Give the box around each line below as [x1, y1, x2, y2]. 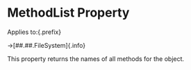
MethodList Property [7, 5, 130, 21]
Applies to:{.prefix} [7, 28, 61, 36]
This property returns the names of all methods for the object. [7, 54, 185, 63]
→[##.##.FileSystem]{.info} [7, 41, 86, 49]
